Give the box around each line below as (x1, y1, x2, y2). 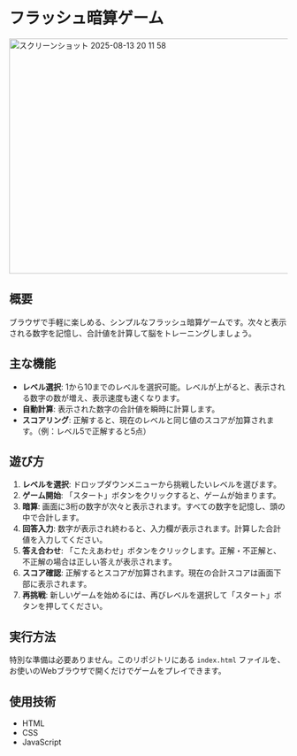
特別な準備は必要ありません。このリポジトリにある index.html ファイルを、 (9, 654, 286, 665)
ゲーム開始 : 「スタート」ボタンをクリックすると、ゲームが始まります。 (21, 490, 281, 501)
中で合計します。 (21, 513, 84, 523)
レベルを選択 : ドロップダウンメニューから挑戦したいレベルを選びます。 (21, 479, 281, 490)
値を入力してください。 (21, 535, 108, 545)
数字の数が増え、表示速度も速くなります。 (29, 392, 185, 403)
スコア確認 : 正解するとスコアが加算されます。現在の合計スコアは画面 (21, 567, 274, 578)
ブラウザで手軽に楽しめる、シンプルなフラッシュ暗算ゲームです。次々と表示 (9, 316, 287, 328)
